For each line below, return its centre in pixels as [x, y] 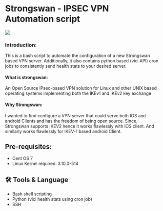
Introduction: [21, 45]
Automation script [43, 19]
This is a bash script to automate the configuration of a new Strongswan [78, 56]
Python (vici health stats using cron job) [52, 199]
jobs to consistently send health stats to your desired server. [66, 66]
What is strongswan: [27, 77]
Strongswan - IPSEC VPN [57, 9]
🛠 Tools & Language [37, 180]
